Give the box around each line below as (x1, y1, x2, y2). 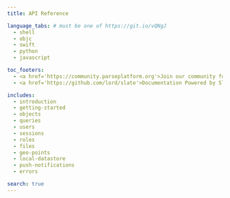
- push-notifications (13, 162, 75, 169)
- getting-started (13, 104, 66, 112)
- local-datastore (13, 156, 66, 162)
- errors (13, 169, 38, 175)
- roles (13, 136, 36, 143)
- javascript (13, 54, 51, 62)
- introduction (13, 98, 57, 105)
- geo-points (13, 149, 51, 156)
